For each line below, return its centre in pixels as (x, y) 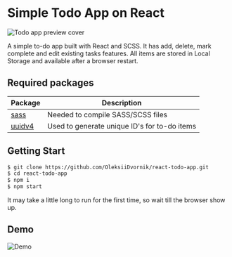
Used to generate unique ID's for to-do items (122, 126)
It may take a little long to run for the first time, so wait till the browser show (116, 200)
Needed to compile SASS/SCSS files (107, 114)
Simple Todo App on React (86, 13)
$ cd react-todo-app (38, 173)
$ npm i (19, 180)
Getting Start (36, 151)
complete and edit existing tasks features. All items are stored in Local (109, 53)
